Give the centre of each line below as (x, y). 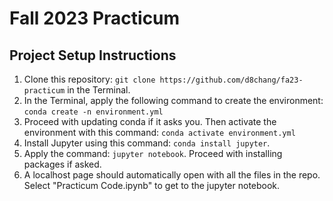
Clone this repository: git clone (89, 79)
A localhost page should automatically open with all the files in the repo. (172, 175)
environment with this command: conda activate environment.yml (159, 132)
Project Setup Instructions (93, 55)
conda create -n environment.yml (93, 112)
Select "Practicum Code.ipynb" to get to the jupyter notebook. (152, 185)
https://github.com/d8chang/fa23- (231, 80)
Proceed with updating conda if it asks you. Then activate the (150, 121)
